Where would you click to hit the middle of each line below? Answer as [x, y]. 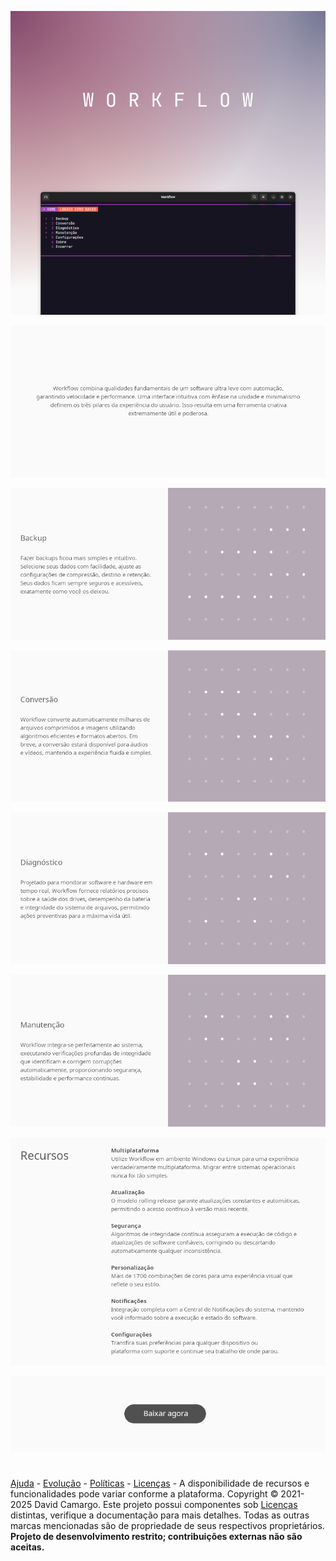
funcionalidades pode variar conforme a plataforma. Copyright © [144, 1494]
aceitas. [27, 1547]
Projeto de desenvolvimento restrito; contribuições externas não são [156, 1537]
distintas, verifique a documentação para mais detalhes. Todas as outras [160, 1515]
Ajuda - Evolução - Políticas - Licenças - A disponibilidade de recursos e [160, 1483]
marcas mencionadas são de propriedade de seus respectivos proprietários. [167, 1526]
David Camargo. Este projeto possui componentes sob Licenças [166, 1505]
